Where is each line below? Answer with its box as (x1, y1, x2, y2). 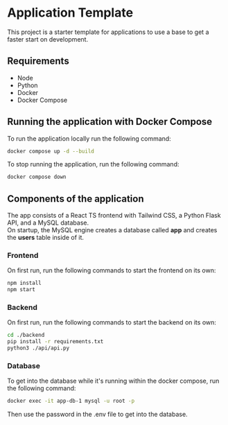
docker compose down (7, 173, 67, 181)
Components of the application (7, 193, 144, 205)
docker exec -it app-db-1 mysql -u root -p (7, 397, 135, 405)
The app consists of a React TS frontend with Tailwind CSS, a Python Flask (7, 211, 221, 220)
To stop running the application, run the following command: (7, 160, 179, 168)
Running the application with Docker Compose (7, 116, 213, 128)
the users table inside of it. (7, 234, 85, 242)
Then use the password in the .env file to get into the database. (7, 410, 188, 419)
